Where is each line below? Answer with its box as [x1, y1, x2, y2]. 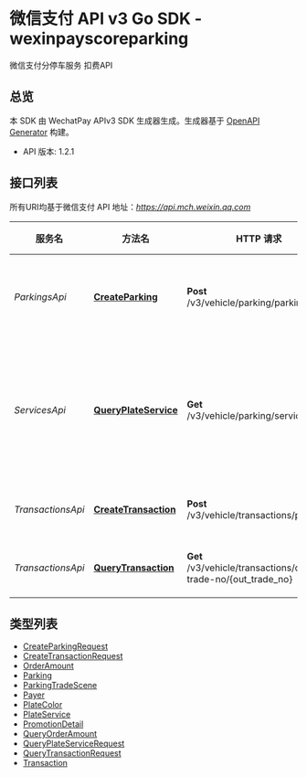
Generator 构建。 [9, 126, 75, 137]
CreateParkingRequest [22, 641, 108, 652]
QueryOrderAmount [22, 729, 98, 740]
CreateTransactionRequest [22, 651, 123, 662]
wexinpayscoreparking [9, 28, 189, 49]
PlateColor [22, 699, 63, 710]
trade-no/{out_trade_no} [186, 572, 293, 585]
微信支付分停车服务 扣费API [9, 59, 113, 70]
